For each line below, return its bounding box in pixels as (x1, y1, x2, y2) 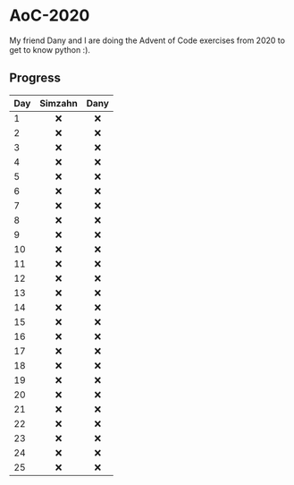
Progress (9, 71, 61, 86)
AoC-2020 (9, 5, 90, 26)
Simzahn (39, 97, 78, 109)
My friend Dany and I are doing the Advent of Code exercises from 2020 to (9, 35, 286, 46)
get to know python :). (9, 44, 91, 55)
